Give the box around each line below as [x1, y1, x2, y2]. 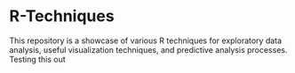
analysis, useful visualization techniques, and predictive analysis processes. [9, 44, 288, 55]
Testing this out [9, 54, 67, 64]
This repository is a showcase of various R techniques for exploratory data [9, 35, 283, 46]
